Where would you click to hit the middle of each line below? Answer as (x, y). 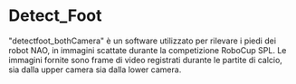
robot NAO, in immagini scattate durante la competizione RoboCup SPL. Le (148, 50)
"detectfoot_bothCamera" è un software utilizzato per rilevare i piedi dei (143, 41)
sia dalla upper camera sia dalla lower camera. (95, 70)
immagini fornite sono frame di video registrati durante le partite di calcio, (145, 60)
